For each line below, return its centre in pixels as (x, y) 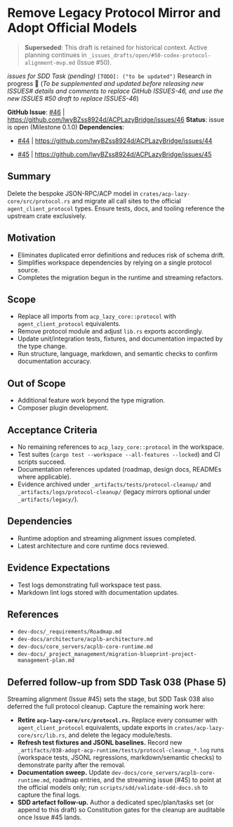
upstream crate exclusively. (47, 215)
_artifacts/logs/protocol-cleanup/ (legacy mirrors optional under (114, 492)
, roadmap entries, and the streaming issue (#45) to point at (135, 780)
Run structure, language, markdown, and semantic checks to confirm (117, 354)
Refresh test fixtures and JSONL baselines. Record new (100, 743)
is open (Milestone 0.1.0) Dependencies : (66, 127)
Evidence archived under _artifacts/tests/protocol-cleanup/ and (114, 484)
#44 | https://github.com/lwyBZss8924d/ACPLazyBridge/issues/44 (115, 140)
